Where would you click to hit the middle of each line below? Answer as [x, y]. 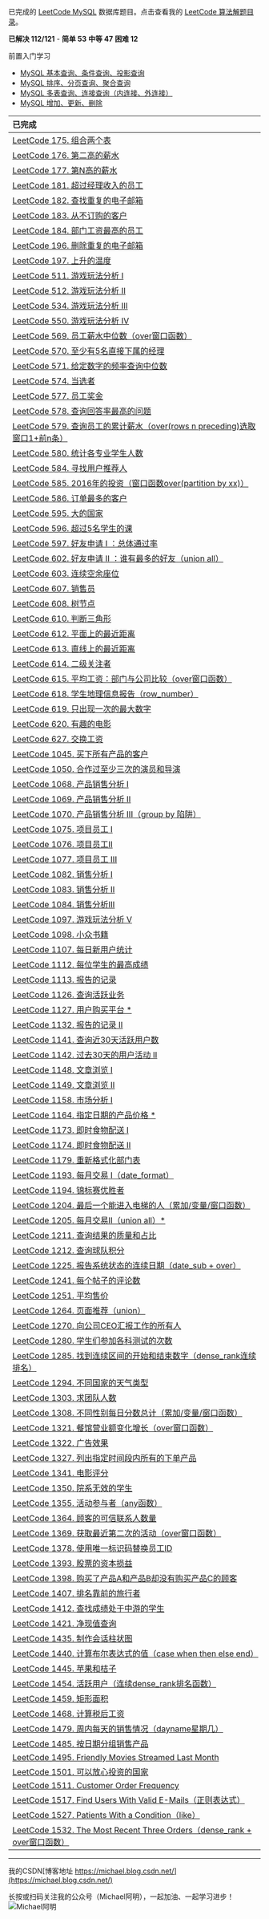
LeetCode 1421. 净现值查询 [64, 1623]
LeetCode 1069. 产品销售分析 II [72, 799]
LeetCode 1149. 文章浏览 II [64, 1085]
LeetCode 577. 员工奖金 [58, 396]
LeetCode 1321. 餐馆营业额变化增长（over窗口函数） [113, 1428]
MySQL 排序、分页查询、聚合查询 [75, 83]
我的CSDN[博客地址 [41, 1871]
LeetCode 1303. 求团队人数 [64, 1398]
